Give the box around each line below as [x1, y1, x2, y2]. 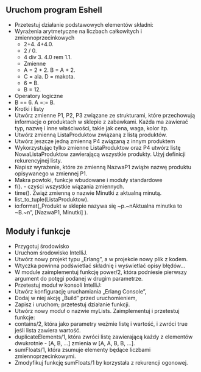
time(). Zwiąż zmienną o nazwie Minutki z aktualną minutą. [14, 189, 162, 197]
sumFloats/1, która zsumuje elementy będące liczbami [14, 346, 151, 353]
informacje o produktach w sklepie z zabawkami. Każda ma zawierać [14, 118, 188, 125]
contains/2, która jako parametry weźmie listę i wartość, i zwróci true [14, 320, 188, 328]
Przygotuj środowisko [14, 242, 69, 250]
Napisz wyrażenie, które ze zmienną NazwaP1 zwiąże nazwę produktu [14, 163, 192, 170]
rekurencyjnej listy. [14, 156, 62, 164]
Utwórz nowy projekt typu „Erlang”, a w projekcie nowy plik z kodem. [14, 255, 188, 262]
